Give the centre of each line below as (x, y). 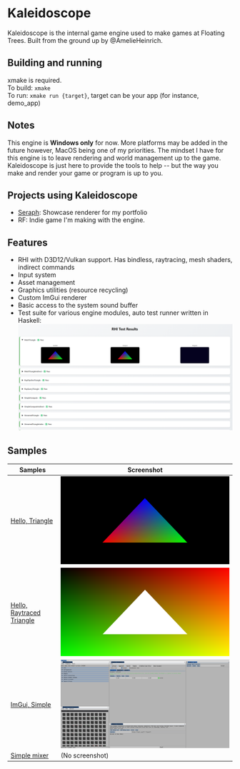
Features (27, 242)
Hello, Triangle (32, 521)
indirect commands (46, 267)
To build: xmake (29, 88)
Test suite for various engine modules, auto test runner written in (113, 313)
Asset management (46, 283)
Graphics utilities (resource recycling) (73, 290)
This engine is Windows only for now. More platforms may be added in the (117, 142)
